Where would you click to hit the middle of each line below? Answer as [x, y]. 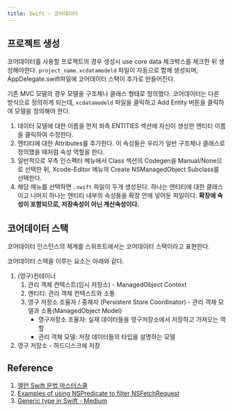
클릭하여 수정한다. [49, 135]
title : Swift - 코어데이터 [43, 14]
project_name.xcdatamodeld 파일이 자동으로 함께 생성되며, [118, 70]
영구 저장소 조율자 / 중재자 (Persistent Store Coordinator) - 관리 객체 [122, 302]
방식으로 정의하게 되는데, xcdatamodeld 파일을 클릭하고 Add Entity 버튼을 [107, 102]
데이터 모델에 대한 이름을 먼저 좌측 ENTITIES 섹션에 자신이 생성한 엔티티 [115, 126]
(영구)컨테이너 [37, 276]
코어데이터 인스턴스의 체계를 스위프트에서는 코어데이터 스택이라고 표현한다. [109, 246]
